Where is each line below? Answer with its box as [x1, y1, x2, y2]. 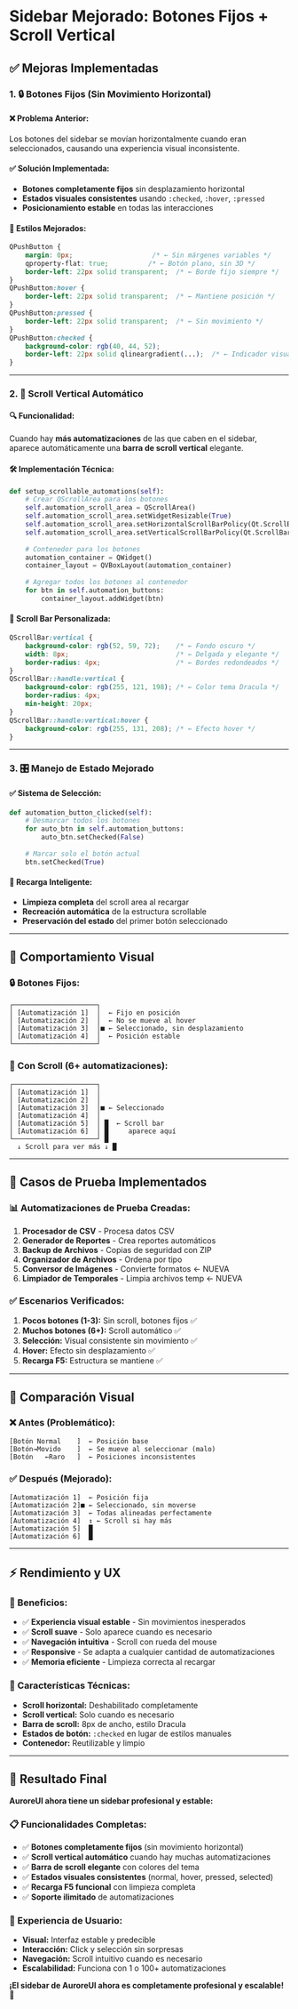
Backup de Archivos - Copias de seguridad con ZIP [21, 1244, 213, 1255]
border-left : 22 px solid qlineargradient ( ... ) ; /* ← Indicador [25, 350, 268, 359]
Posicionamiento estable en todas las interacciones [21, 202, 214, 213]
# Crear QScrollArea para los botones [25, 495, 169, 504]
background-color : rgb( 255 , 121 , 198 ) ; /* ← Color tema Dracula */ [25, 683, 279, 692]
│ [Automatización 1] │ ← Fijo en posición [9, 1008, 180, 1017]
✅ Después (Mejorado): [9, 1473, 113, 1485]
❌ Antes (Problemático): [9, 1417, 115, 1429]
